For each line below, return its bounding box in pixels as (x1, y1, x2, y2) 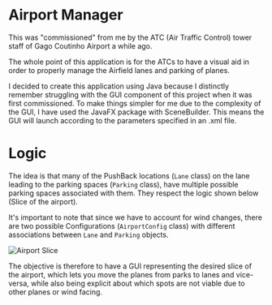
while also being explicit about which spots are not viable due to (31, 278, 245, 288)
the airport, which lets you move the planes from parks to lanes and (8, 269, 235, 279)
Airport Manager (8, 6, 123, 24)
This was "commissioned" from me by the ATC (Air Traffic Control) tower (8, 32, 253, 42)
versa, (8, 278, 30, 288)
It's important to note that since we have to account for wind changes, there (8, 213, 262, 222)
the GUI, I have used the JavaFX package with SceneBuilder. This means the (8, 107, 265, 117)
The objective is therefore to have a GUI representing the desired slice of (8, 261, 253, 271)
